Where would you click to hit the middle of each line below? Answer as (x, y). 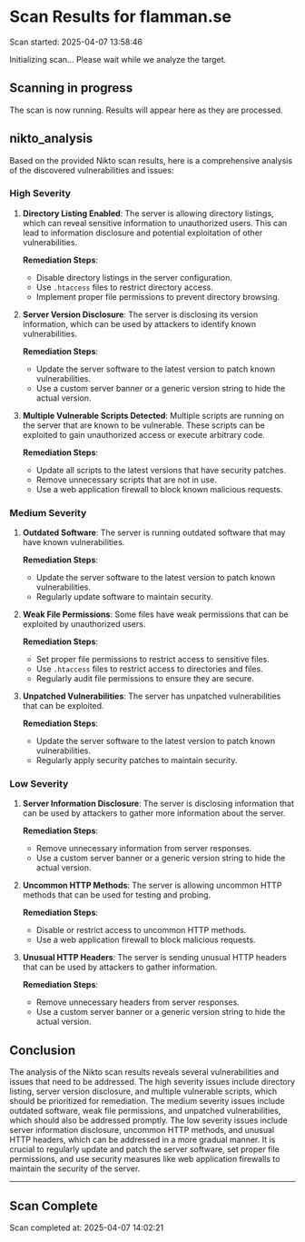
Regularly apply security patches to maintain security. (137, 760)
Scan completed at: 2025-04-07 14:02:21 (87, 1227)
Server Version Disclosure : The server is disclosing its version (140, 314)
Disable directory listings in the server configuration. (134, 277)
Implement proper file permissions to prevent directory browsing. (158, 296)
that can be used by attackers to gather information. (120, 967)
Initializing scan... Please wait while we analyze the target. (118, 59)
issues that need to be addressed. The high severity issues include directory (152, 1082)
